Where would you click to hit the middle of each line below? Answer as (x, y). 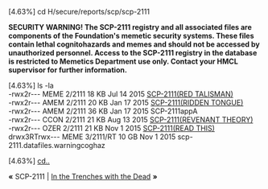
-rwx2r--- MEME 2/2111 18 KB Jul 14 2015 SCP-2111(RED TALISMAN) (121, 94)
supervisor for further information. (68, 70)
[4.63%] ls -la (31, 85)
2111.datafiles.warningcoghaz (57, 145)
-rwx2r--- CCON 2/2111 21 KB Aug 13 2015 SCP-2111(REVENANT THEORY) (131, 119)
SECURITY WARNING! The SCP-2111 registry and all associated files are (130, 27)
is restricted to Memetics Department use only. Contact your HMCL (124, 61)
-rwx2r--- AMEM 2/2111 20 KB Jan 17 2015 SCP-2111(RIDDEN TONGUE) (126, 103)
